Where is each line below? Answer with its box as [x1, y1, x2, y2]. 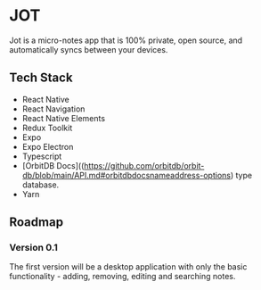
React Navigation [21, 104, 86, 114]
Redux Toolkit [21, 122, 73, 133]
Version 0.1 [9, 242, 58, 254]
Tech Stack [9, 70, 73, 86]
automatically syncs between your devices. [9, 44, 168, 54]
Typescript [21, 151, 62, 162]
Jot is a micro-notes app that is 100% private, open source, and [9, 35, 243, 46]
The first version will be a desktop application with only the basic [9, 261, 248, 272]
